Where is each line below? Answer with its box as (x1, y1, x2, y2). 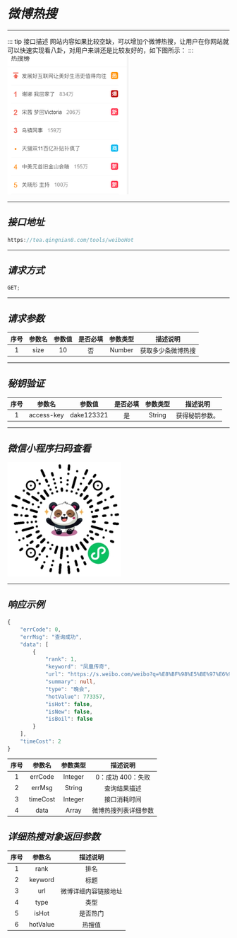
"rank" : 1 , (44, 656, 78, 663)
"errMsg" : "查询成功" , (20, 633, 83, 640)
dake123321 (70, 411, 109, 419)
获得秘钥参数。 (176, 411, 220, 419)
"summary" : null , (44, 678, 97, 685)
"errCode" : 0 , (20, 626, 61, 633)
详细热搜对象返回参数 (7, 831, 100, 843)
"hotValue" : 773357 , (44, 693, 106, 700)
